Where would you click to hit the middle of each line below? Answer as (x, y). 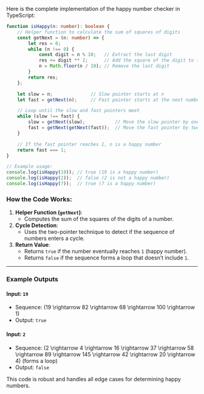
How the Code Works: (39, 199)
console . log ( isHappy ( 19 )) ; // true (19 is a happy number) (83, 172)
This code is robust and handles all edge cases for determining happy (93, 379)
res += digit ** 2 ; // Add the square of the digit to (116, 60)
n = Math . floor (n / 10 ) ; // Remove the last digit (104, 66)
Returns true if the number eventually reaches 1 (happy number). (106, 252)
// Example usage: (29, 167)
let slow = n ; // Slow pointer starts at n (91, 94)
